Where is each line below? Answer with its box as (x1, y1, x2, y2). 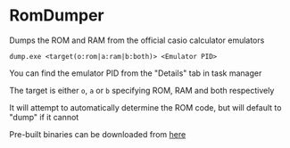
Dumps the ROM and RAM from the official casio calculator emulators (9, 35, 265, 45)
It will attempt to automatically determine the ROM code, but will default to (9, 102, 282, 112)
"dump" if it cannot (9, 111, 79, 122)
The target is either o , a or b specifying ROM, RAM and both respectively (9, 85, 275, 95)
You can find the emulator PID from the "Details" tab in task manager (9, 68, 262, 78)
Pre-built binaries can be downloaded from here (9, 128, 186, 139)
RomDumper (9, 5, 104, 26)
